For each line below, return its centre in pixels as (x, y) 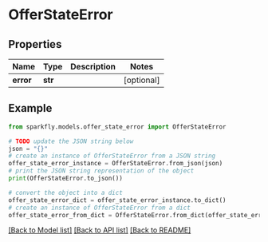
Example (30, 108)
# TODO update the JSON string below (71, 141)
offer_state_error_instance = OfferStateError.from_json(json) (116, 164)
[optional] (142, 80)
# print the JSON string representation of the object (101, 171)
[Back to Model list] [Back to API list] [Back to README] (100, 230)
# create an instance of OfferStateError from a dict (100, 208)
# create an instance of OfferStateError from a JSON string (112, 156)
